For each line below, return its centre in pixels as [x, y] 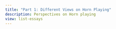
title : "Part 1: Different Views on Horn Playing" [58, 10]
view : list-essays [24, 19]
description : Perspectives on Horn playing [51, 14]
